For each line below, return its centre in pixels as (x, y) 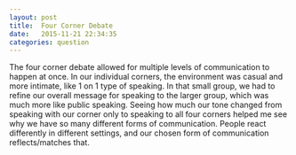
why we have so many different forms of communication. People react (138, 124)
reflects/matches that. (50, 143)
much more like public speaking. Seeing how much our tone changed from (146, 105)
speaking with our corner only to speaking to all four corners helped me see (148, 114)
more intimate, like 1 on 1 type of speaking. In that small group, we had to (142, 86)
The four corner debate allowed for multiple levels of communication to (140, 67)
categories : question (49, 42)
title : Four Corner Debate (61, 26)
